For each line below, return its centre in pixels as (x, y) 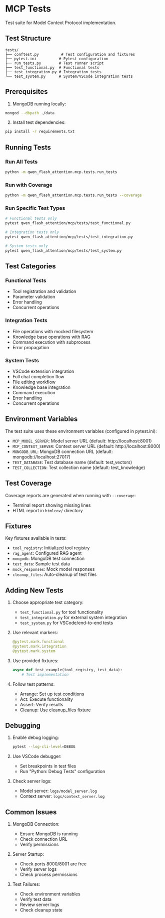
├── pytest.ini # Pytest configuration (57, 59)
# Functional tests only (31, 219)
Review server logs (39, 904)
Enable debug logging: (35, 737)
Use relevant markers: (35, 633)
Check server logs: (32, 781)
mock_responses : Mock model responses (53, 569)
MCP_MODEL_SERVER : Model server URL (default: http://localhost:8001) (82, 441)
